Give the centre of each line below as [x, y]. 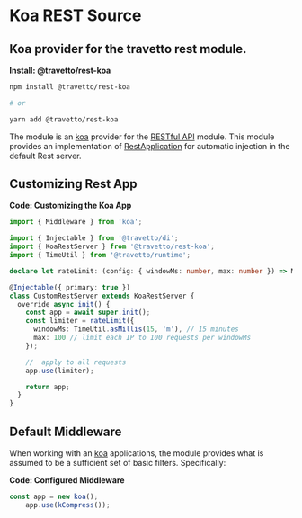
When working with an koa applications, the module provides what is [137, 453]
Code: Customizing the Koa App [71, 205]
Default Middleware [66, 431]
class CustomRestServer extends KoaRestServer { [102, 296]
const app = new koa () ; [54, 496]
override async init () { [64, 304]
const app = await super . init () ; [88, 313]
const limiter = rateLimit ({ [80, 321]
